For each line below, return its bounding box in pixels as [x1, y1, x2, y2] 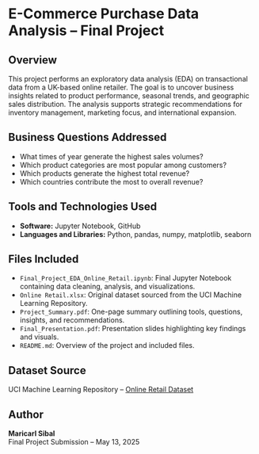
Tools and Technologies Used [8, 200, 157, 214]
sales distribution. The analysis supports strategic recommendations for [8, 100, 243, 109]
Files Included [8, 253, 79, 266]
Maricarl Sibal [8, 429, 55, 438]
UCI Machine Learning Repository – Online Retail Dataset [8, 385, 194, 395]
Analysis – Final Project [8, 21, 165, 40]
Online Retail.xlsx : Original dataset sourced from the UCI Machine [19, 290, 242, 299]
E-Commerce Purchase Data [8, 5, 200, 23]
